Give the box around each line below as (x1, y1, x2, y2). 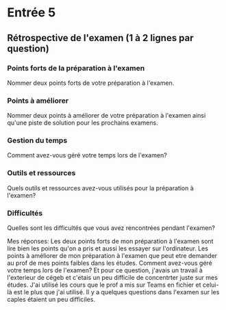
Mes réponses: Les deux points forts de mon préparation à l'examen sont (7, 237, 214, 246)
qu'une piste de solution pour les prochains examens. (7, 118, 159, 127)
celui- (202, 281, 219, 289)
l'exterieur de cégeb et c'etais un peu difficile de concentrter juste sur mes (7, 274, 218, 282)
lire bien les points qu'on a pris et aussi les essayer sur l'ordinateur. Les (7, 244, 209, 253)
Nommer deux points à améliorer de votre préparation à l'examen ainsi (7, 112, 206, 120)
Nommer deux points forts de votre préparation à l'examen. (7, 79, 175, 87)
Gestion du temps (7, 135, 68, 145)
